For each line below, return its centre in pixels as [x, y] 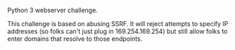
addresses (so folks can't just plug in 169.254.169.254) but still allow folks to [118, 31]
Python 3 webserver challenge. [53, 10]
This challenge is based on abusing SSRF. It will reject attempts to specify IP [118, 24]
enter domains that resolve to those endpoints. [75, 39]
